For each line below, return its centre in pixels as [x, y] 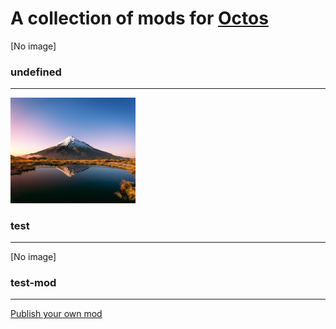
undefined [36, 72]
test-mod [33, 283]
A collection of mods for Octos [139, 18]
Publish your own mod [56, 314]
